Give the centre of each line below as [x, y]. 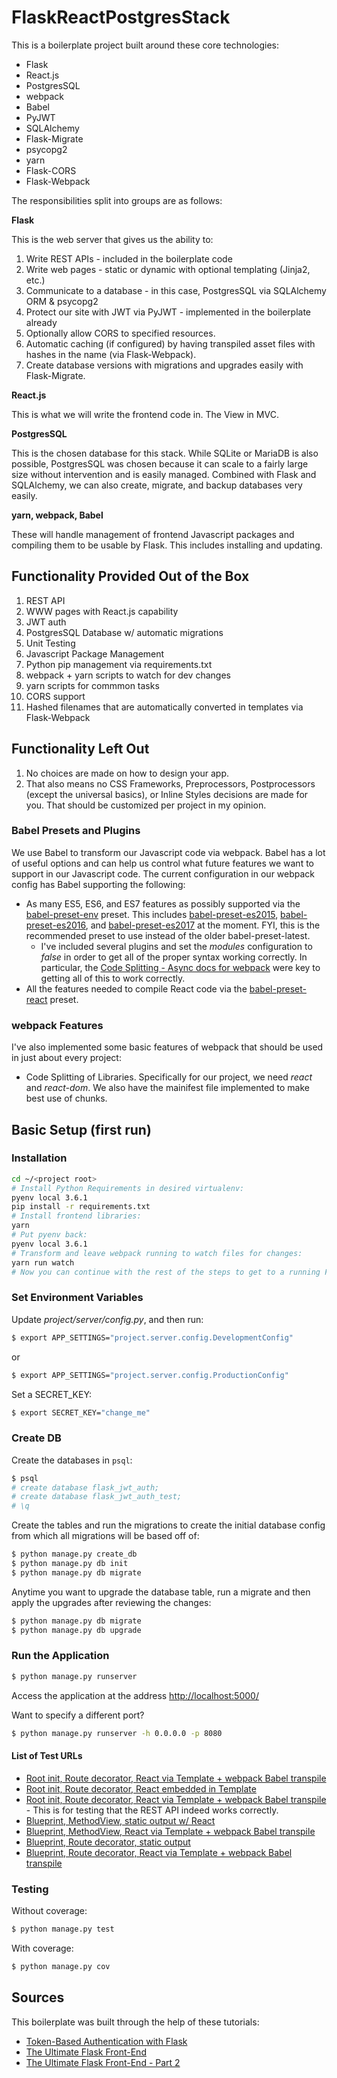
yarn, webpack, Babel [57, 515]
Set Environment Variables [77, 1298]
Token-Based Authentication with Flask [106, 2041]
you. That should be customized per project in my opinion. [146, 805]
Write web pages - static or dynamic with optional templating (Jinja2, [168, 269]
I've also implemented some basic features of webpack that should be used [167, 1047]
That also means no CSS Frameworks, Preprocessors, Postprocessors [170, 783]
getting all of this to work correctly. [113, 978]
